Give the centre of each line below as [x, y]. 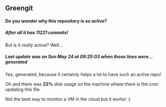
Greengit [19, 8]
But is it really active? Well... [34, 45]
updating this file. [23, 89]
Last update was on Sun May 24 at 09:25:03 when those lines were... [79, 56]
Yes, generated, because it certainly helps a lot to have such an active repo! [83, 74]
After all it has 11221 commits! [37, 32]
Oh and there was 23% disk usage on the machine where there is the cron [82, 84]
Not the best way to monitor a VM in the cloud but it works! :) [68, 99]
